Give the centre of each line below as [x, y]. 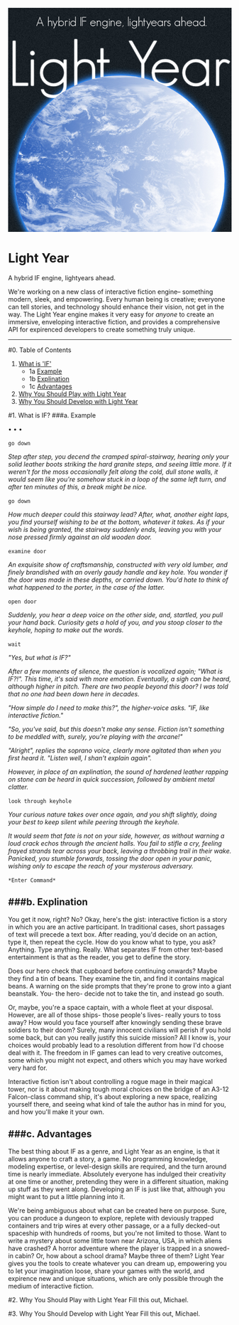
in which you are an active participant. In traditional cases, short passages [117, 927]
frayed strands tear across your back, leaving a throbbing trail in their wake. [120, 851]
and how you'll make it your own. [56, 1112]
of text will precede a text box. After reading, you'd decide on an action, [113, 934]
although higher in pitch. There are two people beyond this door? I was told [118, 686]
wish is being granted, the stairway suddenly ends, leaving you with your [115, 529]
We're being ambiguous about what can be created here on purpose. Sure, [117, 1210]
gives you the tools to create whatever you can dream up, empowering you [118, 1263]
